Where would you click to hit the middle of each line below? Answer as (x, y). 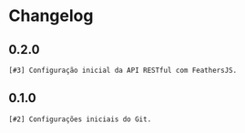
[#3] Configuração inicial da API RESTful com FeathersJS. (123, 70)
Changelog (51, 16)
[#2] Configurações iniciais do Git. (80, 119)
